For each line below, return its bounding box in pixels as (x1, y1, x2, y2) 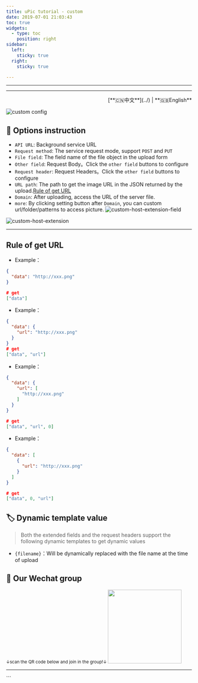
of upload (14, 557, 38, 564)
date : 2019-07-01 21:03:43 (6, 14, 72, 20)
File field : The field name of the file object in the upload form (14, 154, 168, 161)
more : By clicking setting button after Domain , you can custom (14, 200, 162, 207)
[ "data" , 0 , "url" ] (6, 496, 54, 502)
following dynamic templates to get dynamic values (20, 538, 146, 545)
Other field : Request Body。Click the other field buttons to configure (14, 160, 189, 168)
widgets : (6, 25, 28, 31)
